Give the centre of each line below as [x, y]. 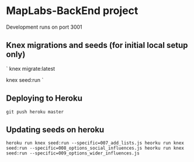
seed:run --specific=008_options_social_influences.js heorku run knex [95, 148]
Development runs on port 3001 [44, 27]
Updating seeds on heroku [55, 130]
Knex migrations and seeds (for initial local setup [97, 45]
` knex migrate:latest [31, 68]
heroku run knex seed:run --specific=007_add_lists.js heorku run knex [95, 143]
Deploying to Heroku [44, 99]
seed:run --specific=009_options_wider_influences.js [73, 153]
